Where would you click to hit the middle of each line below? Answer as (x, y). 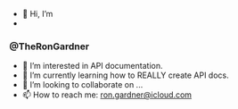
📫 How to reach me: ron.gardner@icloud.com (107, 95)
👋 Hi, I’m (37, 14)
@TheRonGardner (49, 46)
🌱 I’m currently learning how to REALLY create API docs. (125, 75)
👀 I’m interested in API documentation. (92, 66)
